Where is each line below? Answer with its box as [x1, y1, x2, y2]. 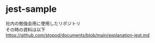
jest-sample [6, 3, 57, 15]
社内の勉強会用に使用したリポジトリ [6, 20, 81, 26]
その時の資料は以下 [6, 26, 46, 33]
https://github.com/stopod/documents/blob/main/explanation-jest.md [6, 32, 150, 38]
